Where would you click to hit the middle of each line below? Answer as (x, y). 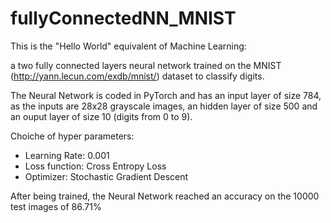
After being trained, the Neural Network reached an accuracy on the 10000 (165, 196)
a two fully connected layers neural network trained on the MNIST (146, 65)
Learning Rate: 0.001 (67, 155)
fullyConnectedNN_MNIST (123, 18)
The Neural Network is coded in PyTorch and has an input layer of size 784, (166, 95)
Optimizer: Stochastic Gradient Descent (106, 176)
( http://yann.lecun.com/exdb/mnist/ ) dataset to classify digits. (137, 76)
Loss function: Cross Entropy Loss (95, 166)
